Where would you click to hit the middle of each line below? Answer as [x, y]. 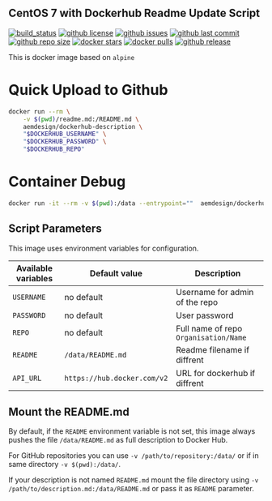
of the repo [197, 302]
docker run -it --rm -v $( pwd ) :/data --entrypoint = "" [101, 203]
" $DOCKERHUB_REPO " [54, 149]
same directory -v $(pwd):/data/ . [65, 465]
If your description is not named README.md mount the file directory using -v [134, 480]
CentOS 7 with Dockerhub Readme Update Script [134, 13]
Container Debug [67, 182]
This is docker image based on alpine [72, 57]
